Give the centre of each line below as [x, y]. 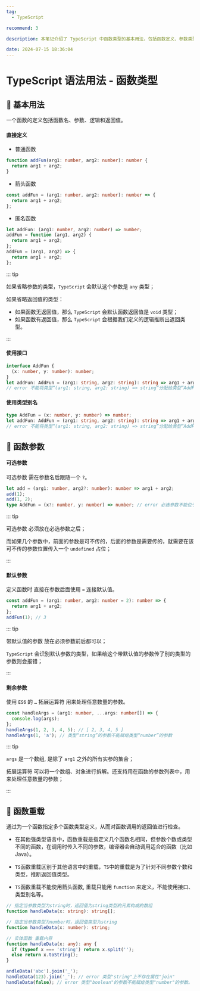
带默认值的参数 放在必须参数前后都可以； [57, 641]
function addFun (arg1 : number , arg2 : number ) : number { [77, 161]
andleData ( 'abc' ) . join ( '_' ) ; [42, 971]
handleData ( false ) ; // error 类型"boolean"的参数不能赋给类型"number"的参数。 [99, 982]
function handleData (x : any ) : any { [51, 944]
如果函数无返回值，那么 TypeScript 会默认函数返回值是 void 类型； [96, 312]
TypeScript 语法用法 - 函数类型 [82, 81]
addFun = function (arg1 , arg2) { [49, 235]
